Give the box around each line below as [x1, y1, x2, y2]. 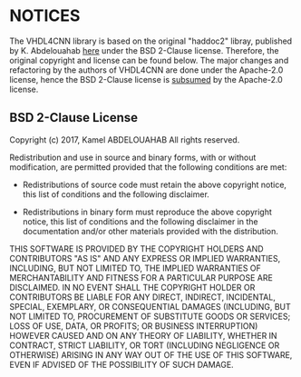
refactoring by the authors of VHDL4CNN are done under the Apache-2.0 [9, 64, 284, 75]
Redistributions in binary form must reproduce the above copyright [22, 206, 272, 217]
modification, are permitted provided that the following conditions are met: [9, 161, 287, 173]
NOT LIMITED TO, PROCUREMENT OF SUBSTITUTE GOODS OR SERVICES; [9, 311, 291, 322]
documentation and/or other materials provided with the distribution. [22, 225, 278, 236]
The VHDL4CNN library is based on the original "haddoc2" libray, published [9, 35, 293, 46]
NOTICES [9, 5, 81, 26]
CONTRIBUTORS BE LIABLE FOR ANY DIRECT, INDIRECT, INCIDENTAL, [9, 292, 277, 303]
